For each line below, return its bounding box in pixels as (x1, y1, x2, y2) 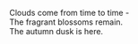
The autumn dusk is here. (9, 26, 104, 36)
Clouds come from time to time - (9, 8, 130, 18)
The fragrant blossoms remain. (9, 17, 124, 27)
